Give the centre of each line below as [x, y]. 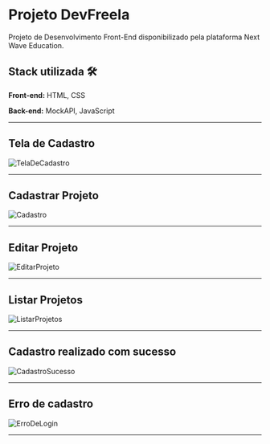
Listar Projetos [45, 300]
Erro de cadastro [51, 404]
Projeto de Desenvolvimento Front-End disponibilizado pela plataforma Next [134, 37]
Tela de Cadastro [51, 143]
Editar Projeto [43, 248]
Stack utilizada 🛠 [53, 72]
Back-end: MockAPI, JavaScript [61, 111]
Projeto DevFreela [69, 15]
